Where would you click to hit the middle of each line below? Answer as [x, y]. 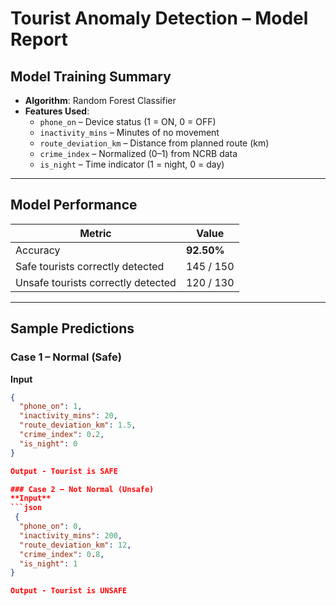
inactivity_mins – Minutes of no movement [129, 132]
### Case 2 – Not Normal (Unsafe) [82, 489]
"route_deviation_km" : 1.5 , [78, 425]
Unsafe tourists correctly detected [96, 282]
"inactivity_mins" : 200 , [71, 535]
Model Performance [74, 205]
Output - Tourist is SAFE [64, 471]
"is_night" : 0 [48, 443]
